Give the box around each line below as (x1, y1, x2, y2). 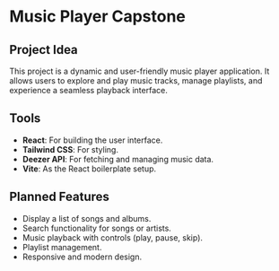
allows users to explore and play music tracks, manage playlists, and (9, 75, 263, 86)
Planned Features (9, 189, 110, 205)
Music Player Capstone (9, 6, 187, 27)
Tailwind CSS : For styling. (22, 144, 119, 154)
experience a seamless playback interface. (9, 85, 168, 95)
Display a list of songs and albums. (22, 213, 152, 223)
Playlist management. (22, 241, 102, 252)
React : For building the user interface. (22, 135, 163, 145)
